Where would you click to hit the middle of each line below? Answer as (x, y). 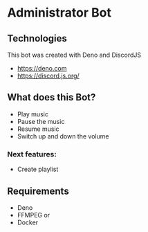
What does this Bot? (52, 97)
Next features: (32, 154)
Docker (28, 222)
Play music (33, 114)
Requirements (38, 191)
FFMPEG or (34, 215)
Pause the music (41, 121)
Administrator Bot (59, 13)
